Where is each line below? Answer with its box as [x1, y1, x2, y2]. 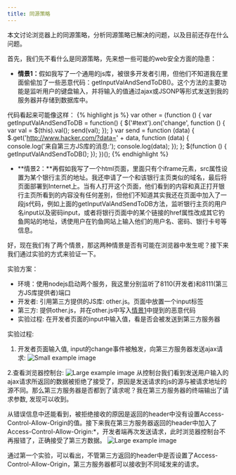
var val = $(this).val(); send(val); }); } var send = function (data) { [7, 126, 195, 134]
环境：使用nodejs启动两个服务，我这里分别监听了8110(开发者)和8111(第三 [17, 279, 228, 288]
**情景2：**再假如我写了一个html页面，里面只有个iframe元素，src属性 [17, 164, 222, 172]
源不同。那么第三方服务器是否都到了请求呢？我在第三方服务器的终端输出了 [7, 386, 223, 394]
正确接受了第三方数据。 [37, 436, 106, 444]
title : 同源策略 [7, 10, 51, 18]
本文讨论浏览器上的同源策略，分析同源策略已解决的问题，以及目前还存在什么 [7, 30, 229, 39]
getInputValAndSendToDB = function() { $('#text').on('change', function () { [7, 118, 225, 127]
